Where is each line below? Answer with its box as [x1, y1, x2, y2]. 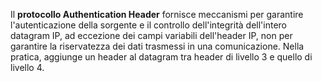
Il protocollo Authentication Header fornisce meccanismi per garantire [10, 9, 304, 20]
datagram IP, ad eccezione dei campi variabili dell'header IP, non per [10, 30, 293, 41]
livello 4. [10, 62, 45, 73]
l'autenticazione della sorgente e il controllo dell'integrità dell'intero [10, 19, 287, 31]
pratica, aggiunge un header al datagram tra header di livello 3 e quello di [10, 51, 313, 63]
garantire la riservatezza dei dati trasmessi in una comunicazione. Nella [10, 40, 305, 52]
